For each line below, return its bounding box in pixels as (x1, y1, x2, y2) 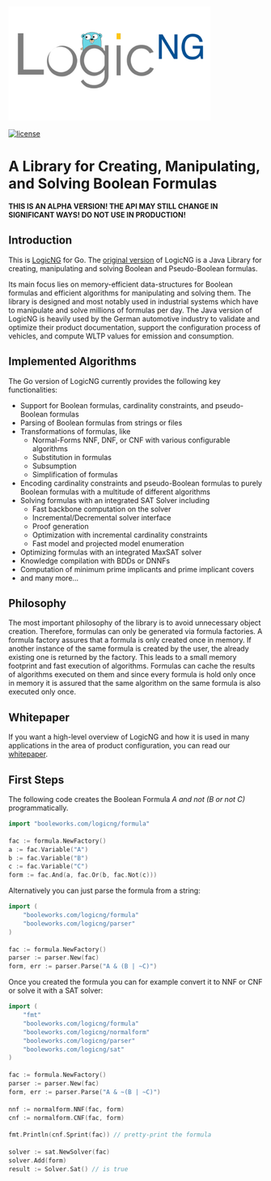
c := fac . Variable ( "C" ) (8, 863, 89, 871)
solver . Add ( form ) (8, 1156, 67, 1165)
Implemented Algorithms (8, 355, 138, 369)
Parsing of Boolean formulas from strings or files (19, 417, 183, 428)
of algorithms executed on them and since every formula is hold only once (8, 670, 256, 679)
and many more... (19, 573, 79, 583)
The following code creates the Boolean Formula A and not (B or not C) (8, 795, 245, 804)
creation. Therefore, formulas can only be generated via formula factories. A (8, 627, 263, 636)
